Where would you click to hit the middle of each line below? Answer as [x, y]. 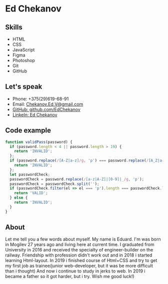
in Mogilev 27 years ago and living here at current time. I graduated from [80, 244]
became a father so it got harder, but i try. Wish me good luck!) [70, 276]
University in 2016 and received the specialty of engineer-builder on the [79, 250]
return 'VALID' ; [31, 193]
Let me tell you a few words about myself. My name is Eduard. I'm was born [83, 239]
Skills [14, 27]
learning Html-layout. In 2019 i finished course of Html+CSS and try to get [81, 260]
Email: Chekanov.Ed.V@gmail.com [48, 104]
